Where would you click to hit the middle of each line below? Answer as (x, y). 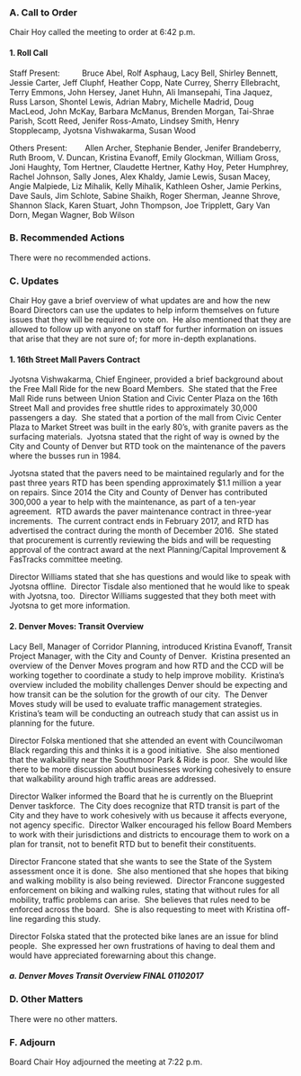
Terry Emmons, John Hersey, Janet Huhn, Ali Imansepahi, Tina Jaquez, (141, 92)
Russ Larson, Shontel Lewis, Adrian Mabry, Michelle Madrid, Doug (132, 102)
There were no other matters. (64, 1018)
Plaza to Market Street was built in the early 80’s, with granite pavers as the (149, 427)
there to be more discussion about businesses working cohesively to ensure (150, 769)
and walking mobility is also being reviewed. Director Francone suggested (147, 881)
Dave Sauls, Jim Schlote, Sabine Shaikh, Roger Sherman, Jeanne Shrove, (145, 195)
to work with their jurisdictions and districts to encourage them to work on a (150, 834)
